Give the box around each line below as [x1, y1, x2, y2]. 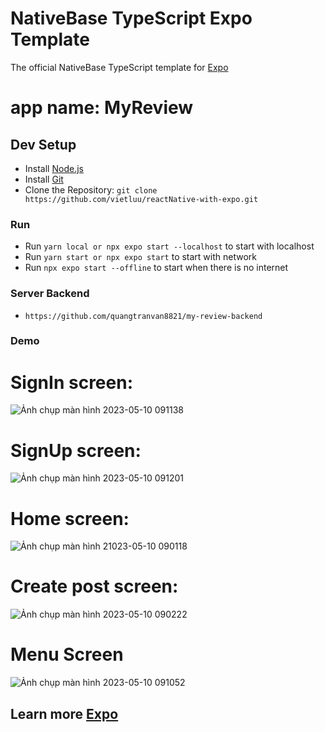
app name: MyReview [10, 97, 194, 119]
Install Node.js [24, 162, 84, 174]
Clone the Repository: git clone [24, 183, 158, 196]
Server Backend [10, 287, 90, 301]
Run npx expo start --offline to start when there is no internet [24, 262, 289, 274]
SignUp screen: [10, 439, 142, 462]
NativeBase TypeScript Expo [10, 7, 253, 30]
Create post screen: [10, 575, 179, 598]
